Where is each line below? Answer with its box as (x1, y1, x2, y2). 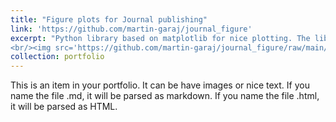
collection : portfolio (10, 52, 105, 62)
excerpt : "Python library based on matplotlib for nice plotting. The (10, 33, 311, 43)
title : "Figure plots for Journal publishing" (10, 14, 208, 25)
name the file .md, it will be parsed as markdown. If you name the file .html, (10, 90, 320, 102)
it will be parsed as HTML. (10, 101, 118, 113)
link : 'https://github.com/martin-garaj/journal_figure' (10, 24, 253, 34)
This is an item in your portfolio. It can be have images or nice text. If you (10, 79, 310, 91)
